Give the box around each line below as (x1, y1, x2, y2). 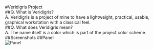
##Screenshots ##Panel (5, 35, 54, 40)
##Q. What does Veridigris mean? (5, 25, 73, 30)
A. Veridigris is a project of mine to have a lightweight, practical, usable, (5, 14, 150, 20)
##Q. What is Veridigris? (5, 9, 54, 15)
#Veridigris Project (5, 4, 43, 10)
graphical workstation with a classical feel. (5, 19, 91, 25)
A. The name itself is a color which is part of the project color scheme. (5, 30, 147, 35)
